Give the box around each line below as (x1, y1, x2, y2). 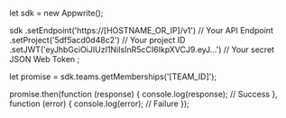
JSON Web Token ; (9, 54, 80, 64)
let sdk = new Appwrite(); (9, 8, 104, 18)
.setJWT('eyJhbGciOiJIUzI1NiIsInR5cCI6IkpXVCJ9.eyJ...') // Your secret (9, 44, 275, 55)
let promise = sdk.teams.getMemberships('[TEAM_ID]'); (9, 71, 217, 82)
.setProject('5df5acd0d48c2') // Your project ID (9, 35, 186, 45)
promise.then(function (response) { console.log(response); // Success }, (9, 89, 278, 99)
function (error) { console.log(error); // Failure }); (9, 98, 189, 109)
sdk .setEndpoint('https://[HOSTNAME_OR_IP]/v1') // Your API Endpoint (9, 25, 273, 35)
